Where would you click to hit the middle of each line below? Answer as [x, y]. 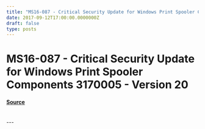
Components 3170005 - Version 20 [97, 85]
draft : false [23, 23]
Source [16, 102]
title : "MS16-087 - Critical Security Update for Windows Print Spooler [101, 12]
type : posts [21, 29]
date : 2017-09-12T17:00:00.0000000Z [53, 18]
